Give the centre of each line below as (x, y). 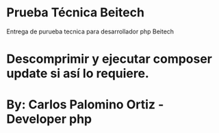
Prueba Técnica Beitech (76, 13)
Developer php (49, 119)
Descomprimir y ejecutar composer (109, 59)
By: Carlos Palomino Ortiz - (85, 105)
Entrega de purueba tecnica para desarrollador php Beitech (90, 31)
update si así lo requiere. (78, 74)
